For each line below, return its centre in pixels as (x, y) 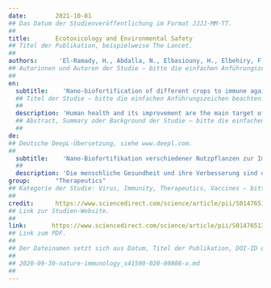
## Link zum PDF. (38, 234)
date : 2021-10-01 (50, 16)
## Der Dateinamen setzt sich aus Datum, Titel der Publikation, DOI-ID (133, 248)
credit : (21, 203)
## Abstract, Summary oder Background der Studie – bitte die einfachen (140, 121)
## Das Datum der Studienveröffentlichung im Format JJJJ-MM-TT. (120, 23)
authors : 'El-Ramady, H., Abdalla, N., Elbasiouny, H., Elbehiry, (131, 61)
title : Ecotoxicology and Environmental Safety (101, 38)
